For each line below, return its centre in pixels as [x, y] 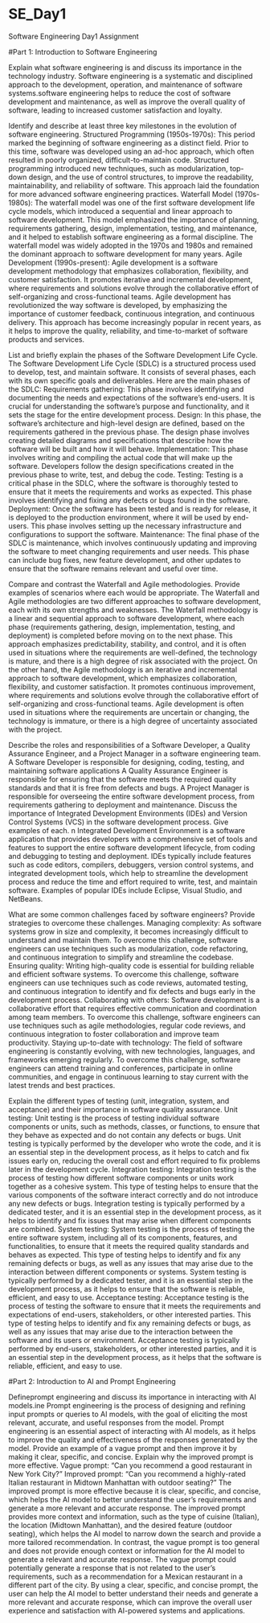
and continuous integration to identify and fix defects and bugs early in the [132, 991]
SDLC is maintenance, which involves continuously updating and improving [133, 543]
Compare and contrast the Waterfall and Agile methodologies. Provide [124, 584]
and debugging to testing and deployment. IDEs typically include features [130, 856]
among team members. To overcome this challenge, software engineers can [135, 1017]
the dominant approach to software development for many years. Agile [125, 253]
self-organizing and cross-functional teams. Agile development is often [126, 704]
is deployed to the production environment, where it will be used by [120, 517]
